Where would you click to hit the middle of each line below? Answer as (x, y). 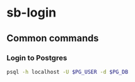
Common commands (53, 38)
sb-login (31, 13)
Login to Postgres (37, 58)
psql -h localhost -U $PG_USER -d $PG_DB (67, 72)
